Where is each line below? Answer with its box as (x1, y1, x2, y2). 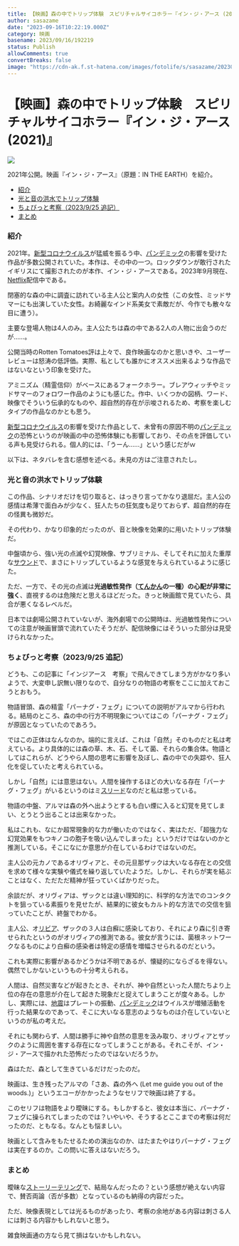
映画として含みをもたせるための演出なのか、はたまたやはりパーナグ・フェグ (7, 1136, 231, 1146)
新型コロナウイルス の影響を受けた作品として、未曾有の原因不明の (7, 422, 201, 431)
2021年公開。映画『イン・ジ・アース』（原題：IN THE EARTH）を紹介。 (7, 170, 217, 179)
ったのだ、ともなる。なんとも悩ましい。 (7, 1121, 126, 1130)
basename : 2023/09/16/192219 (7, 37, 94, 44)
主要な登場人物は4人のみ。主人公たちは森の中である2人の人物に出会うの (7, 323, 221, 332)
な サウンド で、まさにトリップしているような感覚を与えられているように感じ (7, 558, 231, 566)
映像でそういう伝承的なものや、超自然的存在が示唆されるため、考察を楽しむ (7, 398, 232, 406)
